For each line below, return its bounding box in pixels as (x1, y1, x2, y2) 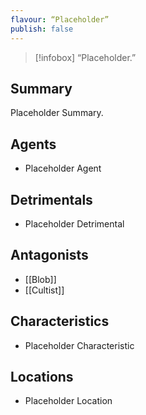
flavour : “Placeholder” (10, 14, 110, 25)
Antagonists (10, 247, 89, 264)
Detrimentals (10, 191, 93, 208)
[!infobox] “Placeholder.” (34, 51, 137, 63)
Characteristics (10, 313, 110, 330)
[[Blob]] (24, 273, 57, 285)
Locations (10, 368, 74, 385)
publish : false (10, 24, 74, 34)
